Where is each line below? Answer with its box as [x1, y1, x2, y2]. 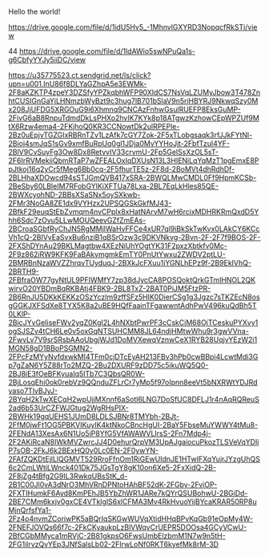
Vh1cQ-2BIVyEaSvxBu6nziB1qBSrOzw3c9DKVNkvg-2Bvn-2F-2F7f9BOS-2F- [8, 233, 261, 242]
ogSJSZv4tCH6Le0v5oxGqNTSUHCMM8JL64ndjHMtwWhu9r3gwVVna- [8, 327, 250, 335]
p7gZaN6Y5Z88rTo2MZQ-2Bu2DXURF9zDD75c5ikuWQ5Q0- [8, 360, 209, 370]
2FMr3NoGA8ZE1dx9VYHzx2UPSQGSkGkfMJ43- [8, 198, 172, 208]
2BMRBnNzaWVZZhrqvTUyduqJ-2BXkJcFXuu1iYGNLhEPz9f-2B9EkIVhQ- [8, 258, 252, 267]
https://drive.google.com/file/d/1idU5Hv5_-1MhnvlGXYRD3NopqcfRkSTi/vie [8, 22, 258, 31]
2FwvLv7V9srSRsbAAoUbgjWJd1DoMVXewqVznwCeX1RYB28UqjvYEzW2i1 [8, 335, 258, 344]
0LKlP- [8, 309, 31, 319]
